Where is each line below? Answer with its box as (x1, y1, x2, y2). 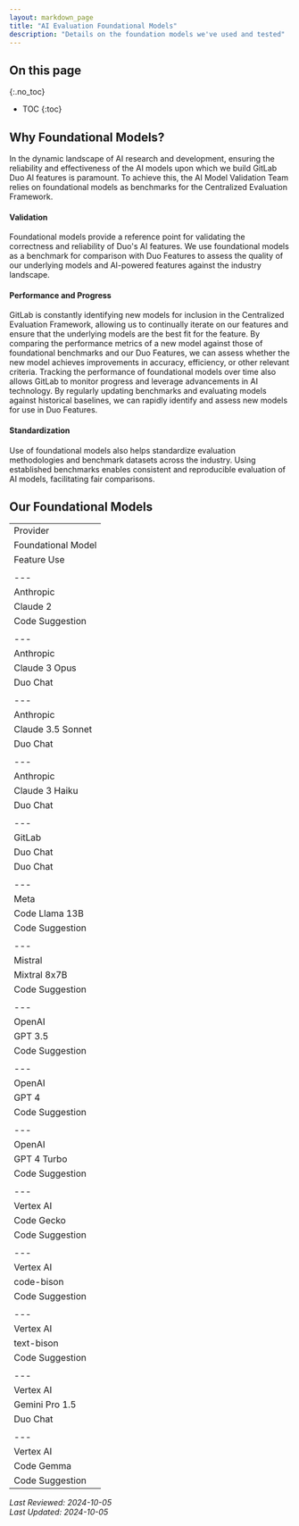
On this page (9, 63, 82, 78)
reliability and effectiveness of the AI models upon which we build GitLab (9, 163, 278, 173)
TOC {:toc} (21, 104, 62, 114)
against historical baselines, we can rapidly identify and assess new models (9, 395, 288, 406)
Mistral (13, 955, 43, 967)
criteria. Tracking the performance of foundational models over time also (9, 367, 277, 378)
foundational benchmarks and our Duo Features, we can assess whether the (9, 347, 290, 358)
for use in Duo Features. (9, 404, 98, 415)
